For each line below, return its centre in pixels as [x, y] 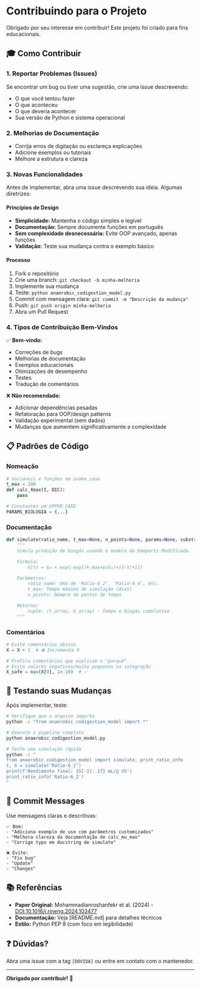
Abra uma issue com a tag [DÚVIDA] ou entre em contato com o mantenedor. [100, 961]
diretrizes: [19, 194]
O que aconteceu [36, 105]
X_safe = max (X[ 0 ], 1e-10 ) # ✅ [47, 672]
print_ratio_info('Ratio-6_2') [45, 777]
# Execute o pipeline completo [45, 733]
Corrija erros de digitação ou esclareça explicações [78, 146]
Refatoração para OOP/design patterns [63, 414]
